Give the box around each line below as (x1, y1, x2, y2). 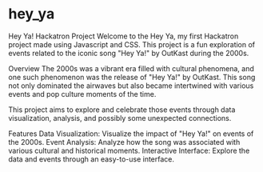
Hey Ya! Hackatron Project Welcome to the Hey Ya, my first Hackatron (8, 31, 239, 41)
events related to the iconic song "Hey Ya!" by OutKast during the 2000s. (8, 48, 249, 58)
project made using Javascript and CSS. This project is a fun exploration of (8, 39, 256, 49)
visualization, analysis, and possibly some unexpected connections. (8, 113, 232, 122)
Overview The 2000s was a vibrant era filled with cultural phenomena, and (8, 63, 254, 73)
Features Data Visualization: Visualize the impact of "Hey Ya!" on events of (8, 129, 254, 138)
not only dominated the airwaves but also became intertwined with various (8, 81, 254, 90)
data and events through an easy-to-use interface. (8, 154, 174, 164)
